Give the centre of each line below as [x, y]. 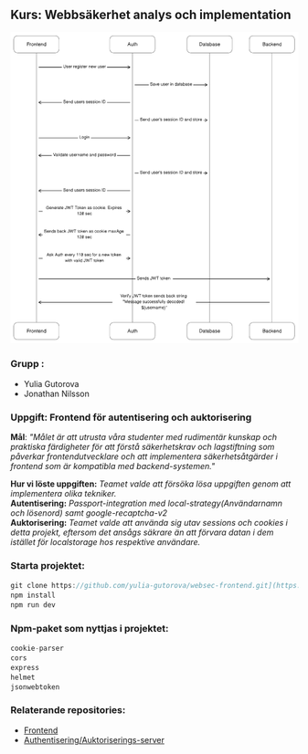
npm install [33, 596]
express [25, 667]
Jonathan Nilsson [57, 393]
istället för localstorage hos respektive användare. [106, 541]
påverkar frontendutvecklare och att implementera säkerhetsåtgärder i [144, 456]
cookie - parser [37, 649]
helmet [23, 677]
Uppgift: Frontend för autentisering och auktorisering [131, 417]
